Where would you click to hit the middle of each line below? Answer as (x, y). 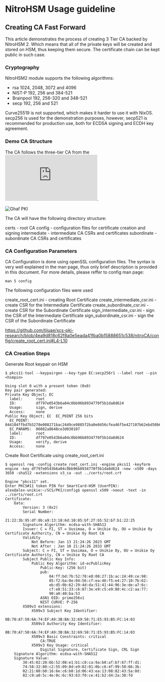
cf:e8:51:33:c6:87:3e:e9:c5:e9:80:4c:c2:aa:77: (98, 589)
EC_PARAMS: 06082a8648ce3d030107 (45, 429)
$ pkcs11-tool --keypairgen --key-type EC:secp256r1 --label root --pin (81, 373)
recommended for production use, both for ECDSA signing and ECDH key (79, 124)
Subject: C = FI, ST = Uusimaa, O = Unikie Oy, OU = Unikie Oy (89, 551)
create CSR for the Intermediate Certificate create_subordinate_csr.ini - (77, 305)
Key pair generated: (26, 390)
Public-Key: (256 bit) (63, 568)
